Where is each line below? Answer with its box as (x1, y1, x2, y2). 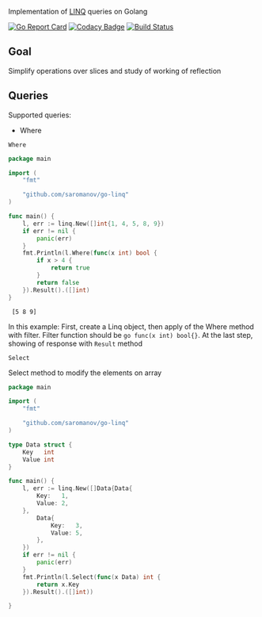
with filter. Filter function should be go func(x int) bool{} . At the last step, (8, 330, 253, 339)
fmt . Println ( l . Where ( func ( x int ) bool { (22, 249, 158, 257)
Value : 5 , (50, 529, 83, 537)
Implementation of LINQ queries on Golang (8, 7, 148, 16)
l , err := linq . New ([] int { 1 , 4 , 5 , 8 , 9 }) (22, 220, 165, 228)
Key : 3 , (50, 521, 83, 530)
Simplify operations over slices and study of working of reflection (8, 66, 222, 75)
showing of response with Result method (8, 339, 143, 348)
